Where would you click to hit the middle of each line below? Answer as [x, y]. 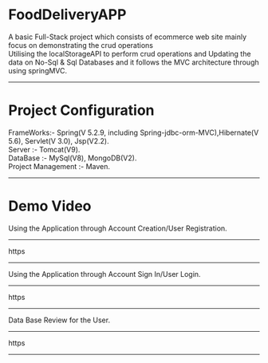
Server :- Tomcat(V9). [44, 149]
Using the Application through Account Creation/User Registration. [118, 228]
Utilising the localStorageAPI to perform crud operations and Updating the [130, 53]
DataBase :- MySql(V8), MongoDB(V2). [73, 158]
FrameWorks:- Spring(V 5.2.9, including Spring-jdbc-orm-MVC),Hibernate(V [134, 132]
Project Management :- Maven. [59, 166]
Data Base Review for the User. [59, 320]
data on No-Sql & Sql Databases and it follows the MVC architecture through [134, 62]
